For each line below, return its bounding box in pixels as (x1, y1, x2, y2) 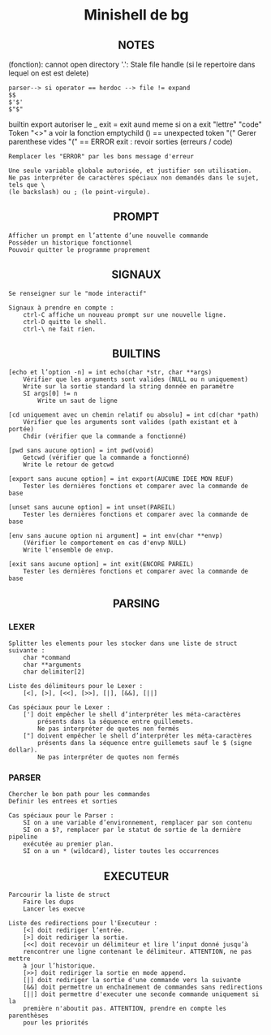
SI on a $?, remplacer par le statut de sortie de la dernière (23, 826, 242, 834)
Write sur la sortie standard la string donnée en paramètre (23, 383, 234, 391)
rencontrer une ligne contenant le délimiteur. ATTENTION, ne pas (23, 948, 252, 956)
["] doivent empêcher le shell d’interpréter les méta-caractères (23, 732, 252, 740)
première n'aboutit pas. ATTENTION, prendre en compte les (23, 1005, 227, 1013)
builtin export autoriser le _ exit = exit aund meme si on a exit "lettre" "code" (8, 119, 262, 129)
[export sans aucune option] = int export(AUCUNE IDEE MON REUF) (8, 475, 234, 483)
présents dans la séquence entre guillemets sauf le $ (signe (37, 739, 252, 747)
